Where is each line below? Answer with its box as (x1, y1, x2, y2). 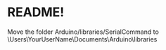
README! (7, 4, 65, 20)
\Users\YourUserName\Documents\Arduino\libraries (7, 35, 158, 43)
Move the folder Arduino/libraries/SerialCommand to (7, 27, 160, 36)
